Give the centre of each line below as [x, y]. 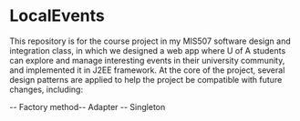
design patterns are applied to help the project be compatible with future [146, 79]
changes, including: [47, 89]
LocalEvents [57, 16]
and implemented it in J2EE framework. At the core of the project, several [147, 70]
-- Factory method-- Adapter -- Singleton [88, 106]
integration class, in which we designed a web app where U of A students [148, 50]
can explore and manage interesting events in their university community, [147, 60]
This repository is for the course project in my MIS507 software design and [150, 41]
